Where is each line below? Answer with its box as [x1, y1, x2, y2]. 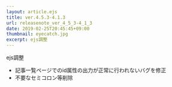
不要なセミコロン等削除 [14, 74, 73, 81]
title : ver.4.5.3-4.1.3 [6, 14, 66, 20]
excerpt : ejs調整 [6, 37, 48, 43]
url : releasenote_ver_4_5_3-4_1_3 [6, 20, 93, 26]
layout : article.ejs [6, 8, 58, 15]
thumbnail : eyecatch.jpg [6, 31, 68, 37]
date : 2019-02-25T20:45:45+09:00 [6, 25, 90, 32]
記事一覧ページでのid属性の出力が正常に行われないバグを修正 [14, 67, 167, 74]
